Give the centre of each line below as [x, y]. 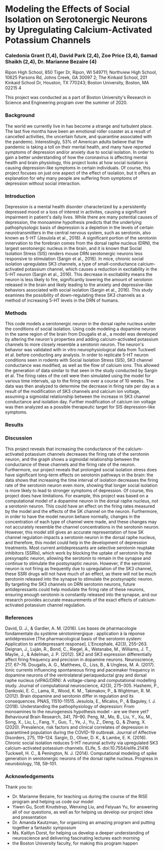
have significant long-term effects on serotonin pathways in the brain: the [79, 475]
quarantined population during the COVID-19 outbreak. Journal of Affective [81, 732]
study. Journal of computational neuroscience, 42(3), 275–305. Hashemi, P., [82, 685]
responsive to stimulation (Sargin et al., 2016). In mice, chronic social [74, 259]
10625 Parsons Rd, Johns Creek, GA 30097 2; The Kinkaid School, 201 [76, 77]
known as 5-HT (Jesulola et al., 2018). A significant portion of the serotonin [81, 238]
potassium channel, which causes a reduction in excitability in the [91, 269]
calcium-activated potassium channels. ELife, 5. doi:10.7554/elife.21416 [77, 748]
